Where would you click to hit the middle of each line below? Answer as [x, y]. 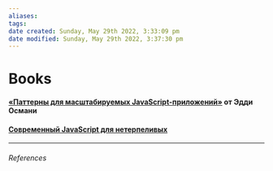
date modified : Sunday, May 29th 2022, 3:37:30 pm [96, 39]
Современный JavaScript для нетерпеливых [88, 129]
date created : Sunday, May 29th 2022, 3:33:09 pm [94, 31]
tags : [17, 24]
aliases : [23, 16]
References [28, 158]
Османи [23, 111]
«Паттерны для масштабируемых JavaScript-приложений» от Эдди [131, 102]
